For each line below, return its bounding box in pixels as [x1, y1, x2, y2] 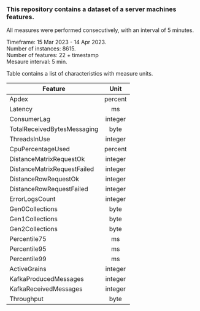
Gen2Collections [9, 225, 58, 234]
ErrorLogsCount [9, 195, 56, 203]
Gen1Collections [9, 215, 58, 223]
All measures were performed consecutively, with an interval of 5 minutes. [6, 26, 194, 34]
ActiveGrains [9, 265, 47, 274]
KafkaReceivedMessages [9, 285, 83, 293]
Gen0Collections [9, 205, 58, 213]
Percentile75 [9, 235, 47, 243]
